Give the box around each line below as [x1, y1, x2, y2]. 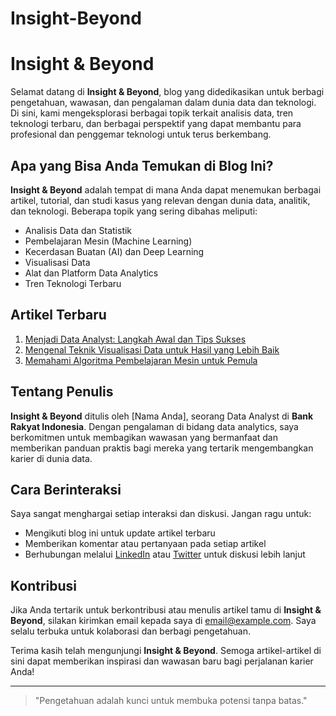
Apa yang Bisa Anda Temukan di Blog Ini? [10, 157, 274, 174]
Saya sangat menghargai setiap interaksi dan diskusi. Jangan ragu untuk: [10, 508, 312, 520]
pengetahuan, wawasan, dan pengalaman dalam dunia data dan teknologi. [10, 97, 317, 109]
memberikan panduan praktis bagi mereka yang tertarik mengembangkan [10, 442, 314, 454]
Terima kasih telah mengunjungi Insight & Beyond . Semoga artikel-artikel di [10, 645, 322, 657]
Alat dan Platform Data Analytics [24, 267, 159, 279]
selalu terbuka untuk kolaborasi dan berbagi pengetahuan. [10, 625, 252, 637]
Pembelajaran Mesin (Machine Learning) [24, 235, 193, 247]
